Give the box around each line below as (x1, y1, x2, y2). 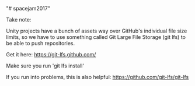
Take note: (6, 16, 32, 23)
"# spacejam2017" (6, 5, 51, 12)
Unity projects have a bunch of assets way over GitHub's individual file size (6, 27, 187, 34)
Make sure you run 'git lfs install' (6, 62, 85, 69)
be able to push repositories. (6, 40, 75, 46)
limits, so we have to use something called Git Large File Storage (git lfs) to (6, 34, 186, 40)
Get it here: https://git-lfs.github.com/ (6, 51, 96, 58)
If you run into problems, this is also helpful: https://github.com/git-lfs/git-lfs (6, 74, 189, 80)
